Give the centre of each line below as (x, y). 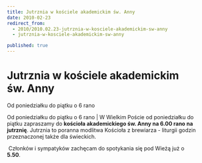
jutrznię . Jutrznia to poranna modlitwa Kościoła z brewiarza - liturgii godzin (102, 130)
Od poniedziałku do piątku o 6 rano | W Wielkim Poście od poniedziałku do (100, 117)
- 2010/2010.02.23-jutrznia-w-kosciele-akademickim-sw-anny (90, 29)
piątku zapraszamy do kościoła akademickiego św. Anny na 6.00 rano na (100, 123)
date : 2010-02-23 (29, 18)
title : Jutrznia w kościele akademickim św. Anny (71, 12)
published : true (27, 46)
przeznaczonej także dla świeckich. (52, 136)
